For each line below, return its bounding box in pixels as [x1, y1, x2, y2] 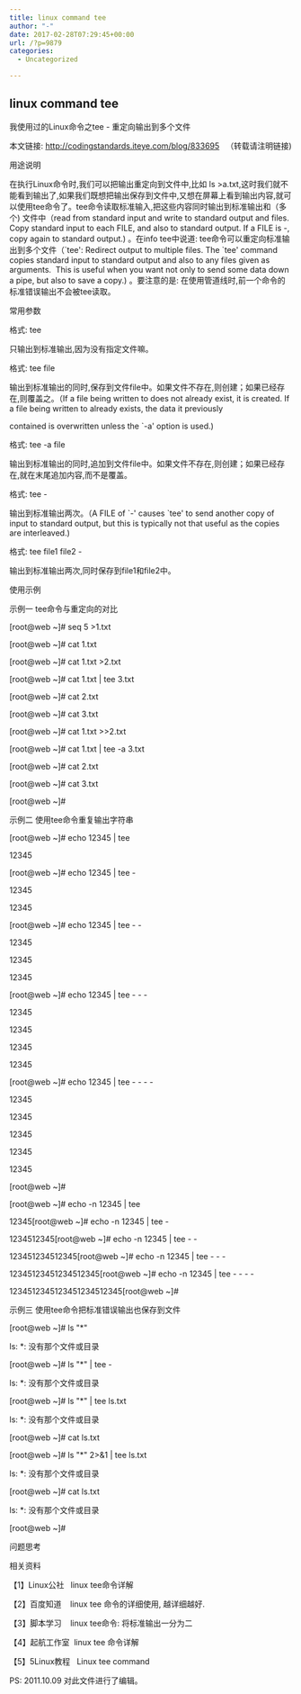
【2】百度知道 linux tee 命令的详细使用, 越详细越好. [9, 1599, 205, 1609]
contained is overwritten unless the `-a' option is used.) [9, 420, 214, 431]
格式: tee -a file [9, 438, 66, 450]
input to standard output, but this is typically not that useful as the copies [9, 518, 280, 528]
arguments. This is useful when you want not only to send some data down [9, 264, 289, 275]
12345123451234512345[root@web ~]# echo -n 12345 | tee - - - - [9, 1268, 254, 1279]
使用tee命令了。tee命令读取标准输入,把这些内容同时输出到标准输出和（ [16, 201, 279, 212]
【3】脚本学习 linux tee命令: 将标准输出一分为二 [9, 1617, 193, 1628]
